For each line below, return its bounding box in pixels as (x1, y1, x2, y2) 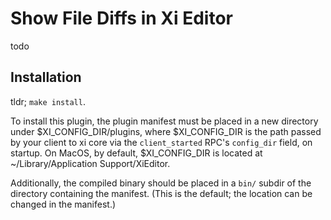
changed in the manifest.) (10, 198, 117, 210)
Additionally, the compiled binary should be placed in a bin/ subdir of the (10, 177, 312, 189)
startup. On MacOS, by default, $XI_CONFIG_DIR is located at (10, 147, 263, 159)
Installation (10, 69, 82, 86)
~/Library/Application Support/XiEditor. (10, 157, 171, 169)
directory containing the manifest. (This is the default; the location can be (10, 187, 313, 199)
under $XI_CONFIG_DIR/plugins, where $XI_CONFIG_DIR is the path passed (10, 125, 322, 137)
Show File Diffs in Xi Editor (10, 7, 233, 30)
